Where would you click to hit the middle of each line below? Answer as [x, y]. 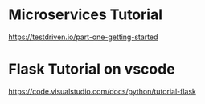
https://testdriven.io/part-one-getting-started [83, 37]
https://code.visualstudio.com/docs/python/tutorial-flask [102, 91]
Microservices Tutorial [86, 15]
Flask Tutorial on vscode [92, 69]
